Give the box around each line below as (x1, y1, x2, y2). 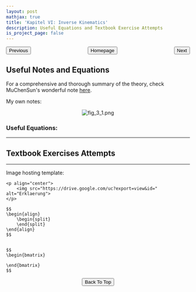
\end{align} (6, 226, 35, 233)
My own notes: (6, 98, 42, 105)
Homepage (90, 47, 115, 54)
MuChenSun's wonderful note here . (6, 86, 92, 94)
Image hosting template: (6, 169, 64, 176)
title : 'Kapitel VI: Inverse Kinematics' (6, 19, 108, 25)
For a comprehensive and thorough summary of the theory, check (6, 80, 164, 87)
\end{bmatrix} (6, 263, 41, 269)
